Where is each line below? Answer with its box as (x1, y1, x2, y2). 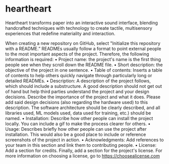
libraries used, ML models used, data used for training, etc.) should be (5, 110, 151, 116)
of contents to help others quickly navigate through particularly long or (5, 72, 152, 78)
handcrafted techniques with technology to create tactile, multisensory (5, 25, 152, 31)
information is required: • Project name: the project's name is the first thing (5, 56, 161, 62)
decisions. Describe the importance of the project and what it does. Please (5, 94, 160, 100)
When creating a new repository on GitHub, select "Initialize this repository (5, 40, 160, 46)
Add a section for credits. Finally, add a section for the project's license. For (5, 147, 162, 153)
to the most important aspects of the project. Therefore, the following (5, 51, 149, 57)
